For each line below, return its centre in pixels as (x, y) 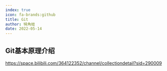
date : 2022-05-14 (24, 29)
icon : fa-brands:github (31, 15)
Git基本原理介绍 (30, 50)
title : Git (17, 19)
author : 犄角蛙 (20, 24)
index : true (18, 10)
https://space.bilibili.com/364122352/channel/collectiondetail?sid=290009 (83, 63)
